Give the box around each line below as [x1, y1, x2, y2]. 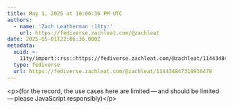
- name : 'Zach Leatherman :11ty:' [13, 23, 113, 30]
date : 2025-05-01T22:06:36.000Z [7, 36, 101, 43]
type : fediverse [13, 61, 60, 68]
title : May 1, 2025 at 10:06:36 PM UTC [7, 10, 123, 17]
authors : [7, 17, 33, 23]
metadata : [7, 42, 36, 49]
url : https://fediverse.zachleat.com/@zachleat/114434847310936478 [13, 68, 213, 75]
